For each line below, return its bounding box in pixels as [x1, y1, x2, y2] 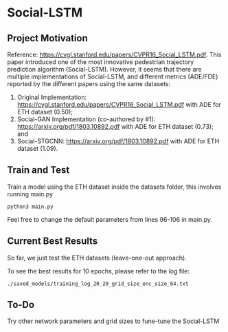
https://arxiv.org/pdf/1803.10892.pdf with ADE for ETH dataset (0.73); [16, 123, 214, 130]
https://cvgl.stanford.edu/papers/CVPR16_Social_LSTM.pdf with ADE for [16, 101, 222, 108]
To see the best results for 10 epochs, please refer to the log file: [7, 267, 190, 275]
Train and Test [7, 164, 70, 176]
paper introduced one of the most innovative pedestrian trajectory [7, 58, 194, 66]
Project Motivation [7, 32, 88, 44]
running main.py [7, 189, 54, 198]
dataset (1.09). [16, 145, 58, 152]
